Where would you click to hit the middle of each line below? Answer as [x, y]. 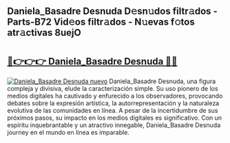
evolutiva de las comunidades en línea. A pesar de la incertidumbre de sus [113, 110]
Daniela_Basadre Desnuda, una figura [163, 81]
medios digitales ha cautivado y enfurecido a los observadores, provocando [115, 96]
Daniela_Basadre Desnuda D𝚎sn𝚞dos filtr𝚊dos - [113, 11]
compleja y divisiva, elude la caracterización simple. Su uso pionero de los [113, 88]
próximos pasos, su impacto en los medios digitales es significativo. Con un [115, 118]
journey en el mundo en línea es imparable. [68, 132]
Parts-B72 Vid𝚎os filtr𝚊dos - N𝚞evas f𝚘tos [101, 22]
